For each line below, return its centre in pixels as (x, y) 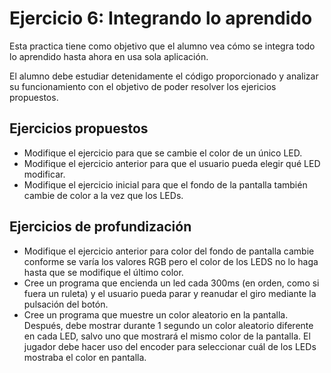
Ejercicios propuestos (79, 128)
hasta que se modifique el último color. (103, 272)
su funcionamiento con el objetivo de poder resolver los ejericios (143, 86)
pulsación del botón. (66, 304)
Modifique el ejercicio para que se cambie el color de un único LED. (163, 153)
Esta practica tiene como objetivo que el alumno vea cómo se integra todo (162, 46)
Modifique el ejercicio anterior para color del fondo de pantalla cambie (169, 251)
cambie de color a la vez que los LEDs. (103, 195)
